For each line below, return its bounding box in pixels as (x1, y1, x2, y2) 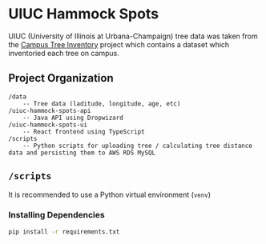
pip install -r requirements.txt (8, 227, 120, 236)
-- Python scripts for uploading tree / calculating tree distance (22, 142, 252, 150)
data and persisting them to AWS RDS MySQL (8, 149, 156, 157)
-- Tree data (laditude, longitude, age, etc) (22, 99, 181, 108)
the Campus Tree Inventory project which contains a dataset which (8, 39, 230, 49)
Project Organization (8, 71, 114, 85)
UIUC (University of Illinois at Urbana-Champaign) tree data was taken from (8, 31, 258, 41)
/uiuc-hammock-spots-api (8, 106, 91, 114)
